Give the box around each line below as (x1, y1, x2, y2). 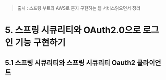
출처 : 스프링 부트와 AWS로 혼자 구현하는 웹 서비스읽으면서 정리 (17, 5, 141, 11)
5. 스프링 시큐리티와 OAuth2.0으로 (5, 25, 141, 36)
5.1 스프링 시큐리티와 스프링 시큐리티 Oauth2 (5, 58, 136, 67)
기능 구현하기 (15, 37, 66, 48)
